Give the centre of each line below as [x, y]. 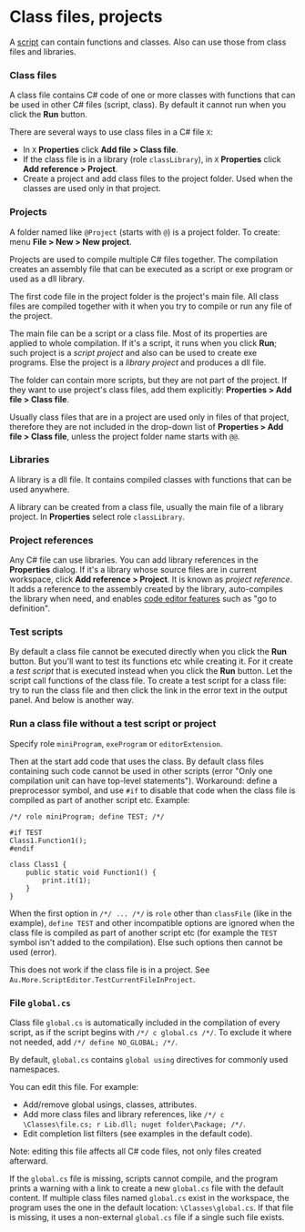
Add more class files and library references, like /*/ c [123, 1115]
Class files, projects [86, 17]
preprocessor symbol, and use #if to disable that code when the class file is [152, 790]
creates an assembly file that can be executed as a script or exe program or [151, 269]
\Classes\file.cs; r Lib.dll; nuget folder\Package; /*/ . [134, 1124]
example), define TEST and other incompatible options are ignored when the [152, 922]
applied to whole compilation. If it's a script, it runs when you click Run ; [143, 342]
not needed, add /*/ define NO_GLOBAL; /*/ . [94, 1042]
